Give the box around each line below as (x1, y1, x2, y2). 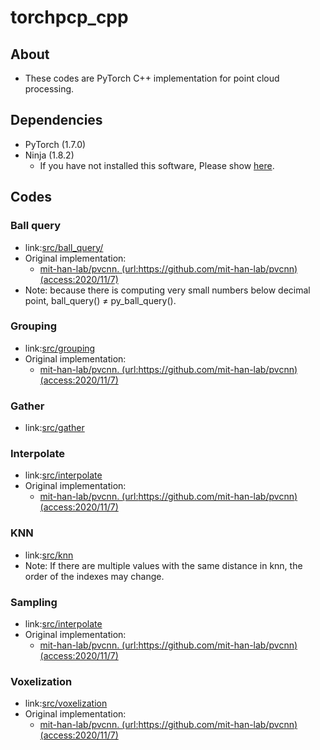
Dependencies (10, 112, 103, 129)
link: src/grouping (24, 342, 96, 354)
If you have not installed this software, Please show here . (39, 159, 275, 171)
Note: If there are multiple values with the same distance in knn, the (24, 559, 303, 571)
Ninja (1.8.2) (24, 149, 75, 161)
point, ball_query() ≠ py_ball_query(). (24, 294, 177, 306)
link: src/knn (24, 549, 74, 561)
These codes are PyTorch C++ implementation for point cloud (24, 72, 280, 84)
